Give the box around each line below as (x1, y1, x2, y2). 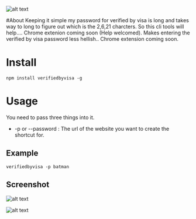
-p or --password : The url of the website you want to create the (14, 125, 170, 132)
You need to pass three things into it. (6, 114, 95, 121)
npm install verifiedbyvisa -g (6, 75, 82, 81)
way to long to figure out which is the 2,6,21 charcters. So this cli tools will (6, 23, 184, 30)
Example (6, 148, 39, 158)
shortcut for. (14, 131, 45, 138)
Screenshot (6, 180, 50, 190)
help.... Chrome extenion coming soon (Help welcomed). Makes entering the (6, 29, 190, 36)
